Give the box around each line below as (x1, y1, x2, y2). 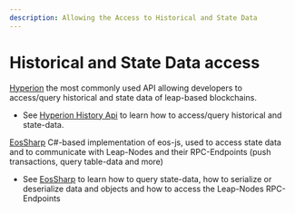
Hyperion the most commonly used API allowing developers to (9, 82, 243, 93)
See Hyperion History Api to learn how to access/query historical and (22, 110, 282, 121)
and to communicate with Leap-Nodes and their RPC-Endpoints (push (9, 146, 271, 157)
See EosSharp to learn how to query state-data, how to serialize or (22, 173, 272, 184)
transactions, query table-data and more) (9, 156, 163, 167)
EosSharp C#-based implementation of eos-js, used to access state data (9, 137, 281, 148)
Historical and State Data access (9, 52, 261, 73)
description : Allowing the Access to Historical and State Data (9, 13, 258, 23)
